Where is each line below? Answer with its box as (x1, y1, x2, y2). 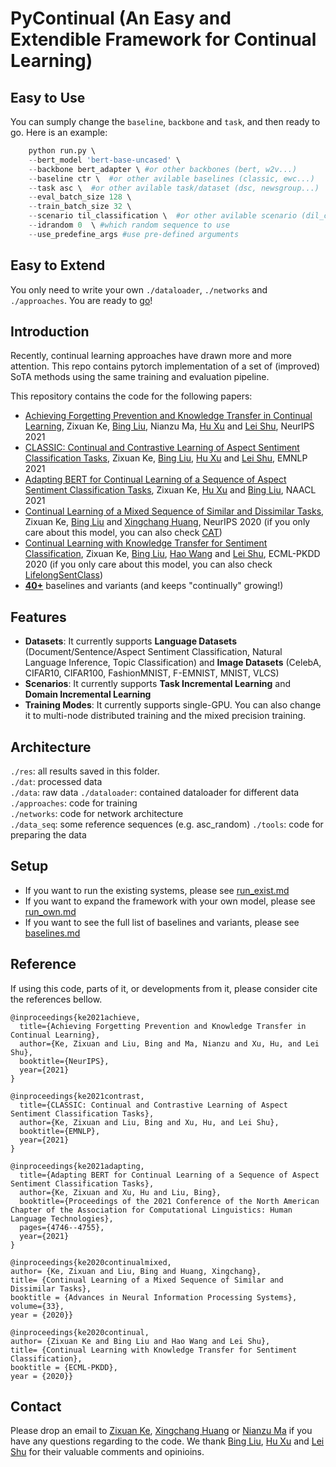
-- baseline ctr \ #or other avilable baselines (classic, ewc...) (28, 173, 315, 184)
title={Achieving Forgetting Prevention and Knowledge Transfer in (19, 1021, 307, 1031)
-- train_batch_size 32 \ (28, 202, 132, 212)
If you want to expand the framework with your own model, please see (24, 895, 316, 907)
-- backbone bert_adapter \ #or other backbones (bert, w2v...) (28, 164, 298, 174)
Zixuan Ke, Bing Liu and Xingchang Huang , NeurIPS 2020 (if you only (24, 516, 311, 528)
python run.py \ (28, 146, 97, 156)
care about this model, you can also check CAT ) (24, 527, 223, 539)
